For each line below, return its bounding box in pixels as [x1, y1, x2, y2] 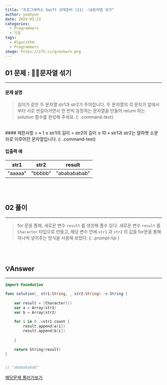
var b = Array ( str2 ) [14, 310, 57, 315]
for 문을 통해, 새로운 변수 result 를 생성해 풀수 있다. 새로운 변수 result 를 [17, 222, 161, 228]
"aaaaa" [7, 170, 26, 177]
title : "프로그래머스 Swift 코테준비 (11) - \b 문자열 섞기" [5, 7, 114, 12]
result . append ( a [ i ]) [23, 324, 66, 329]
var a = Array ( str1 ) [14, 305, 57, 310]
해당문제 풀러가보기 [5, 375, 43, 381]
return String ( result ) [14, 347, 61, 352]
